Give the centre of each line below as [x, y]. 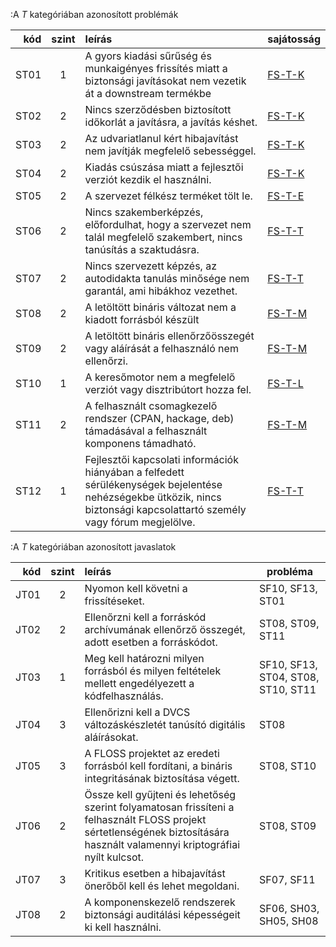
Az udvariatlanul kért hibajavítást [161, 138]
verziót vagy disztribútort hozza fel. [168, 389]
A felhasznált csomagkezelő [151, 406]
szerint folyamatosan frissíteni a [159, 807]
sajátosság [294, 39]
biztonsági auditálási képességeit [162, 914]
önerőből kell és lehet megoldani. [162, 886]
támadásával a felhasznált [146, 431]
